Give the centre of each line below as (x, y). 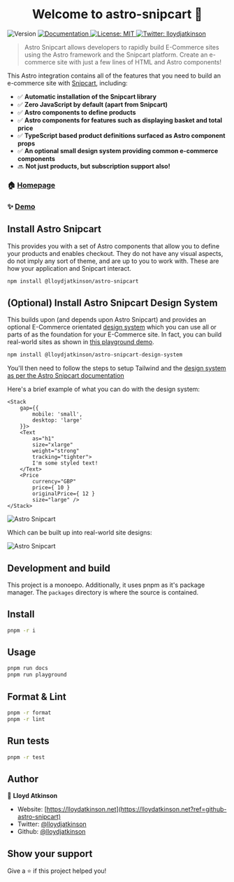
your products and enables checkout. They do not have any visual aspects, (115, 253)
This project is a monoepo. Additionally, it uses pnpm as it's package (106, 585)
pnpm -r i (22, 630)
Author (23, 779)
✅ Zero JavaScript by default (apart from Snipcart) (93, 104)
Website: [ (32, 809)
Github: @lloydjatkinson (51, 832)
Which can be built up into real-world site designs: (80, 533)
